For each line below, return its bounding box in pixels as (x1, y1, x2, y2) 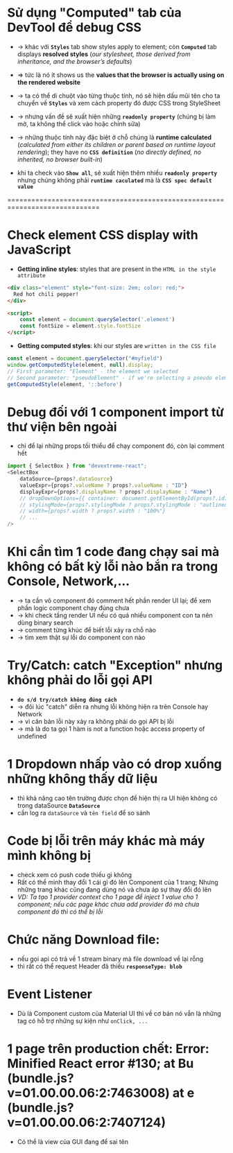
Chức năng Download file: (7, 932, 160, 947)
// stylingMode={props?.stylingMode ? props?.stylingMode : (19, 501, 197, 508)
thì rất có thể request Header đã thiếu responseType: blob (17, 962, 182, 970)
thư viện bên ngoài (7, 419, 117, 435)
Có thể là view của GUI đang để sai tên (17, 1137, 129, 1145)
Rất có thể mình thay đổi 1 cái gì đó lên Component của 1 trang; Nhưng (17, 878, 218, 886)
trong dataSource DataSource (17, 801, 101, 809)
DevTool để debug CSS (7, 19, 142, 35)
